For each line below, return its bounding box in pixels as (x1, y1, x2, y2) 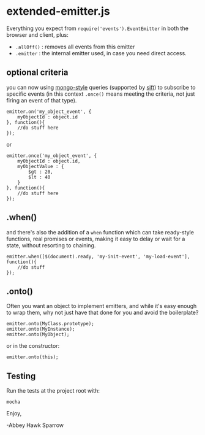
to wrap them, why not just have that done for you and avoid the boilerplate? (6, 309, 199, 317)
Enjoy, (6, 410, 22, 417)
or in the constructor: (6, 342, 60, 350)
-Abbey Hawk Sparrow (6, 422, 64, 429)
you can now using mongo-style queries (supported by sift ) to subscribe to (6, 83, 196, 91)
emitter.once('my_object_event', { (6, 152, 97, 159)
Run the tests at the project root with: (6, 387, 100, 395)
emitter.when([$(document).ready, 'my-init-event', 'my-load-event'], (6, 253, 190, 260)
